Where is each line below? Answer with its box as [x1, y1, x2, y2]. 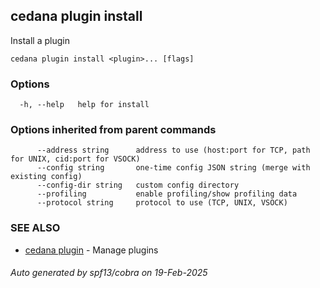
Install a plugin [10, 34, 70, 46]
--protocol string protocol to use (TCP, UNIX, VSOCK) [36, 198, 288, 208]
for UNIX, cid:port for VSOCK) [10, 154, 141, 164]
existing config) [10, 172, 83, 182]
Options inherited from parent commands [10, 123, 217, 137]
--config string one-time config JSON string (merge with [36, 163, 311, 173]
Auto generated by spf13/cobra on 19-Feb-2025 [10, 267, 208, 279]
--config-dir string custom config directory [36, 180, 240, 191]
